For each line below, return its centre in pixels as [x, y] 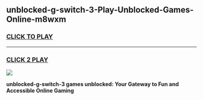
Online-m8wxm [36, 20]
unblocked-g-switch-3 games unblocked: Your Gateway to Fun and [93, 84]
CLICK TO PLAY [30, 37]
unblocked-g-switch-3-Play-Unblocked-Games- [100, 10]
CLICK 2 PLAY [27, 59]
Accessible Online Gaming [40, 90]
